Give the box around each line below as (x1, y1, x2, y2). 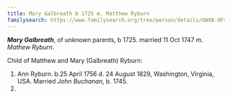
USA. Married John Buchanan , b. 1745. (17, 77, 128, 85)
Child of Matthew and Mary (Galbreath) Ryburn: (7, 56, 143, 64)
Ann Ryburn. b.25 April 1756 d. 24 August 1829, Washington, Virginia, (17, 70, 214, 78)
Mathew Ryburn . (7, 43, 55, 51)
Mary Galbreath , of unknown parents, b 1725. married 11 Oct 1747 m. (7, 35, 204, 43)
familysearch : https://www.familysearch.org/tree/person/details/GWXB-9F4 (7, 17, 227, 23)
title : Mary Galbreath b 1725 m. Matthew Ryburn (7, 10, 150, 17)
